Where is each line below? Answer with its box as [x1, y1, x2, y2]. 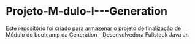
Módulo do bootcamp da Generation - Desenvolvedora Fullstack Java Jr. [6, 31, 189, 38]
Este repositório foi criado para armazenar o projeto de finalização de [6, 24, 182, 32]
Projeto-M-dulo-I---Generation [6, 4, 168, 18]
